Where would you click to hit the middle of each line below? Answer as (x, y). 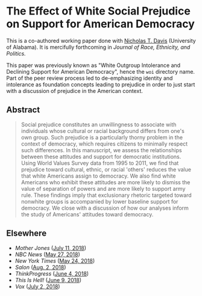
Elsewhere (27, 233)
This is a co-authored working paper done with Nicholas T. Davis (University (101, 40)
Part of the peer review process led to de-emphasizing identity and (90, 78)
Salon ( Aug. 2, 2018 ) (40, 267)
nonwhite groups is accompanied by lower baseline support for (99, 201)
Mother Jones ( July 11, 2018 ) (50, 248)
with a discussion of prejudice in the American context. (74, 91)
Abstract (23, 110)
